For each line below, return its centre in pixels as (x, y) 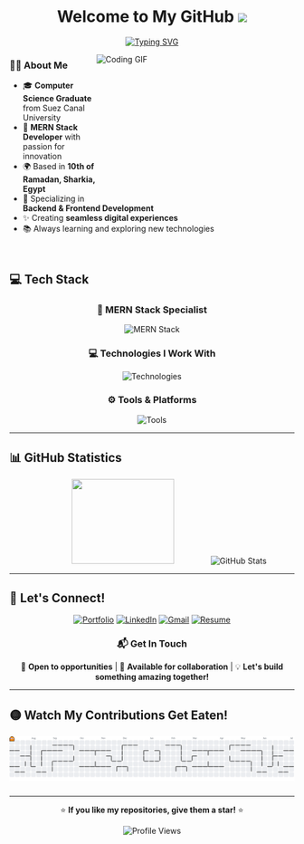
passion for (43, 147)
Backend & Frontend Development (88, 208)
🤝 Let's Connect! (57, 598)
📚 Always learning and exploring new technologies (118, 229)
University (42, 118)
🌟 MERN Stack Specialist (152, 310)
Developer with (52, 137)
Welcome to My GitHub (146, 17)
